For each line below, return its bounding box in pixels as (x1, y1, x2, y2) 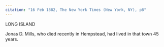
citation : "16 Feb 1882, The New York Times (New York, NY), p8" (5, 7, 146, 12)
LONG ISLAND (5, 21, 36, 27)
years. (5, 36, 19, 42)
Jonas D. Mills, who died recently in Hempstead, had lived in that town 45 (5, 30, 159, 36)
